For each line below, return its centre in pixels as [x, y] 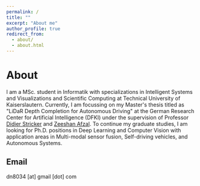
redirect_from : [25, 34]
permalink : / [23, 12]
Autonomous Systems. [34, 143]
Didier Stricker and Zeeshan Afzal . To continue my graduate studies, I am [97, 123]
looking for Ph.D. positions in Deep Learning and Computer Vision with [94, 130]
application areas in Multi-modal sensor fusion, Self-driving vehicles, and [97, 137]
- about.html [28, 46]
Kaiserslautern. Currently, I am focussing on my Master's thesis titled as [95, 104]
